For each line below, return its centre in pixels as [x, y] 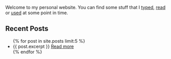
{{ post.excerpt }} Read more [43, 46]
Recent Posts [27, 29]
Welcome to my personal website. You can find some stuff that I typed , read [85, 7]
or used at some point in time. [37, 13]
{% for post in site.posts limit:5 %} [49, 41]
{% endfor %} [27, 52]
